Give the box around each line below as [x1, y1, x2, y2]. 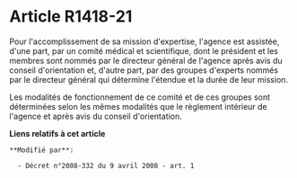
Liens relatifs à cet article [9, 128, 106, 138]
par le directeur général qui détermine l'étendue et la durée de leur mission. [9, 74, 289, 85]
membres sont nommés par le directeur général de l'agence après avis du [9, 55, 283, 66]
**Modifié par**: [9, 146, 74, 155]
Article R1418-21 [9, 6, 133, 27]
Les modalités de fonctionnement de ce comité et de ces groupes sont [9, 92, 271, 102]
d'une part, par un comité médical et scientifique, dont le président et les [9, 45, 278, 56]
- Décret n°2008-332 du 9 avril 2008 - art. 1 [17, 161, 195, 170]
